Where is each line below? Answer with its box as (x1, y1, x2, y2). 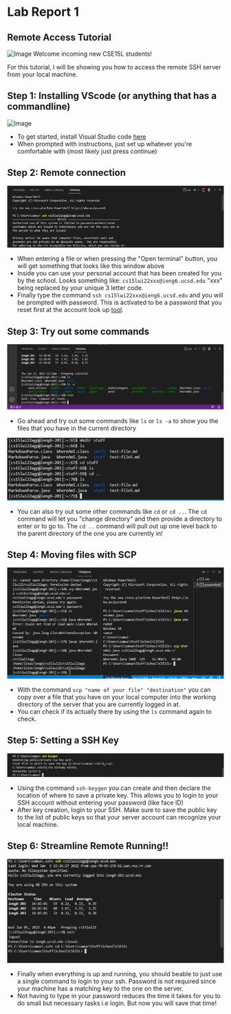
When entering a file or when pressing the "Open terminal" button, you (16, 255, 218, 263)
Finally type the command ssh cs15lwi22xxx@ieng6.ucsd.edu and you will (16, 291, 223, 300)
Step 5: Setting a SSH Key (7, 734, 119, 746)
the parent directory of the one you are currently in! (16, 529, 163, 537)
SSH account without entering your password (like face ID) (16, 798, 184, 807)
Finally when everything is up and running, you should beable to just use (16, 969, 223, 978)
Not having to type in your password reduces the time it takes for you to (16, 991, 221, 1000)
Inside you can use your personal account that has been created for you (16, 269, 222, 278)
